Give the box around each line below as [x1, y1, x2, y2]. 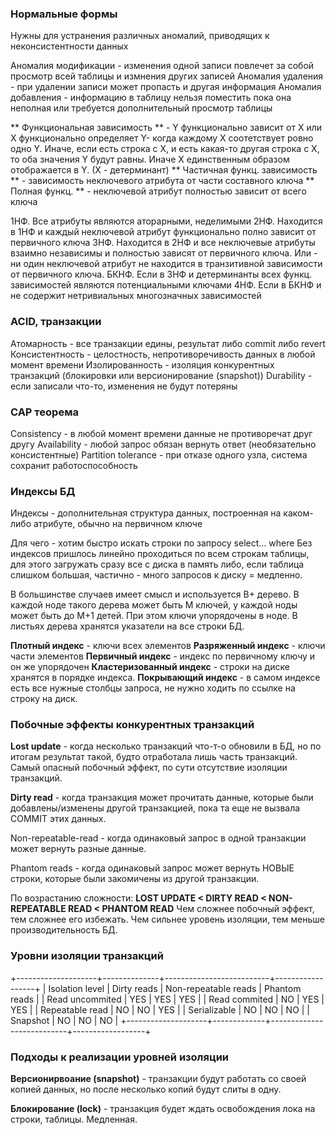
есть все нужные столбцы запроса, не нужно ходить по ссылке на [10, 682, 296, 694]
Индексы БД [10, 484, 76, 498]
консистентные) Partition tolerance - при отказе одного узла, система [10, 448, 308, 461]
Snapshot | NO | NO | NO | [10, 1014, 119, 1026]
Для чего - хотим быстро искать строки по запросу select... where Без [10, 537, 313, 549]
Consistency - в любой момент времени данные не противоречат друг [10, 427, 313, 439]
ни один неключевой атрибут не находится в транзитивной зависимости [10, 258, 323, 270]
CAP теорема [10, 405, 79, 419]
